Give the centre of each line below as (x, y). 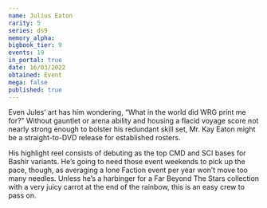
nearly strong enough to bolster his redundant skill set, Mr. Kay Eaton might (132, 129)
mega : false (28, 82)
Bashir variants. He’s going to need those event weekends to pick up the (127, 162)
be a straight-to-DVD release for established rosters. (94, 138)
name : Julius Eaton (41, 16)
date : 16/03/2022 (37, 68)
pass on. (22, 195)
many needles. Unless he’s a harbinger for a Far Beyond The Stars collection (134, 179)
